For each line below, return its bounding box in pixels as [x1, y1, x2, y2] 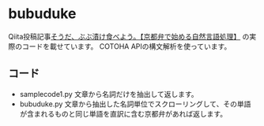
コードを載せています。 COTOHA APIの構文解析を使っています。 [21, 41, 232, 51]
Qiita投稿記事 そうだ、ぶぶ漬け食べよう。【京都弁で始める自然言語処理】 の [8, 31, 250, 41]
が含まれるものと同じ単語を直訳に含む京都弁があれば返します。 [19, 109, 228, 118]
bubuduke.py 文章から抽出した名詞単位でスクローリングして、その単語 [19, 99, 251, 109]
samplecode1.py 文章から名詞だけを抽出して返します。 [19, 89, 199, 98]
